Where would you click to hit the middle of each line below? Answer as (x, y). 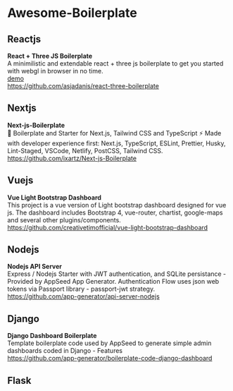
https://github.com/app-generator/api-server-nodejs (83, 296)
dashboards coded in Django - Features (65, 351)
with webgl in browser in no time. (55, 71)
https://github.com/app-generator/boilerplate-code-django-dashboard (110, 359)
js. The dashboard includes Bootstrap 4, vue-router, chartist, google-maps (115, 212)
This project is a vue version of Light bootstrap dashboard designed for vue (117, 205)
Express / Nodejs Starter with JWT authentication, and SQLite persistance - (117, 274)
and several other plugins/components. (64, 219)
